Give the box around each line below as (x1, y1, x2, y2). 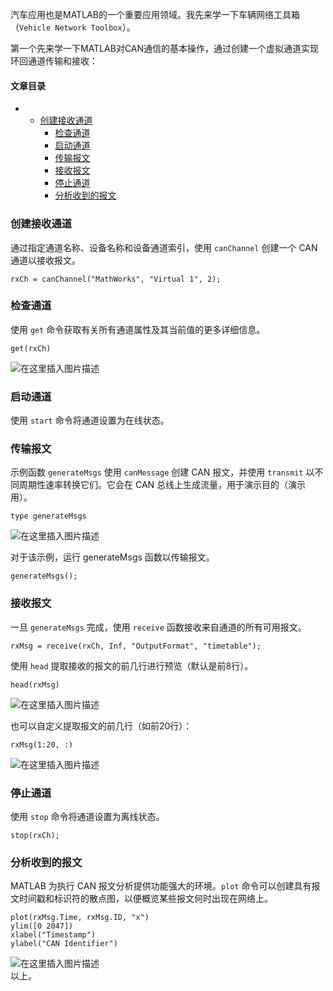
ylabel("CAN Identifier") (10, 939, 118, 949)
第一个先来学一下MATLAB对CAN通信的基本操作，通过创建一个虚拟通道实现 (10, 43, 320, 54)
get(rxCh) (10, 343, 52, 353)
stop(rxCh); (10, 830, 60, 840)
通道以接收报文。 (10, 254, 81, 266)
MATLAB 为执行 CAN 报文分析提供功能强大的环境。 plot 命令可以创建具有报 (10, 880, 321, 892)
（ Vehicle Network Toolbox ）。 (10, 21, 136, 33)
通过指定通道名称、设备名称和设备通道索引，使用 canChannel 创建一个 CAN (10, 241, 318, 253)
